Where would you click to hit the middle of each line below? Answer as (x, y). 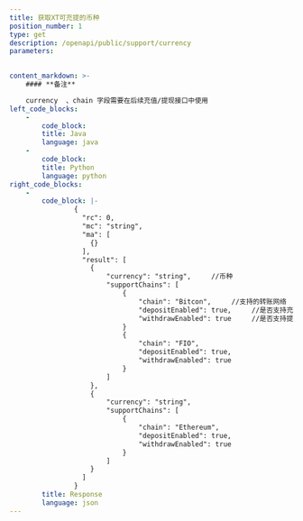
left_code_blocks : (44, 109)
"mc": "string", (112, 226)
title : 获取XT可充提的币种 (55, 18)
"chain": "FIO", (169, 343)
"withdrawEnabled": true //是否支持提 (216, 318)
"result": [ (104, 260)
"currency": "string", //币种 (170, 277)
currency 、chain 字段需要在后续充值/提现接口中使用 (117, 100)
